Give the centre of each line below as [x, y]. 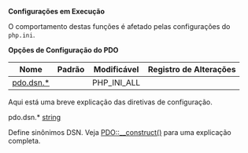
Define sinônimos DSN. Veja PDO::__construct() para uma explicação [120, 132]
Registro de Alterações [192, 69]
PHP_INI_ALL [116, 83]
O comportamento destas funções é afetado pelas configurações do [119, 26]
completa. [24, 141]
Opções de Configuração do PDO [63, 50]
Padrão [71, 69]
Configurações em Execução [56, 11]
